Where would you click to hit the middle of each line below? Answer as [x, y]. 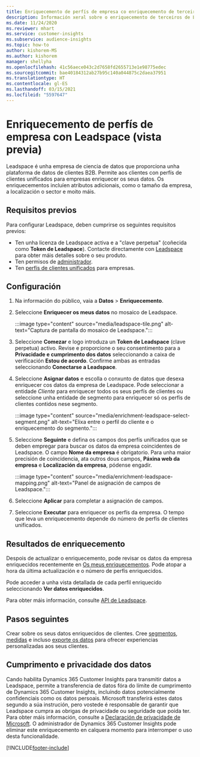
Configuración [34, 286]
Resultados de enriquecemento [66, 544]
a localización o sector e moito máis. [51, 191]
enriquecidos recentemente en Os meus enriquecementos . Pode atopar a [96, 564]
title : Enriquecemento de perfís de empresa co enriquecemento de [90, 12]
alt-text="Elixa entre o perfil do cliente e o [103, 422]
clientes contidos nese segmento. [56, 404]
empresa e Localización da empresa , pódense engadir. [83, 465]
